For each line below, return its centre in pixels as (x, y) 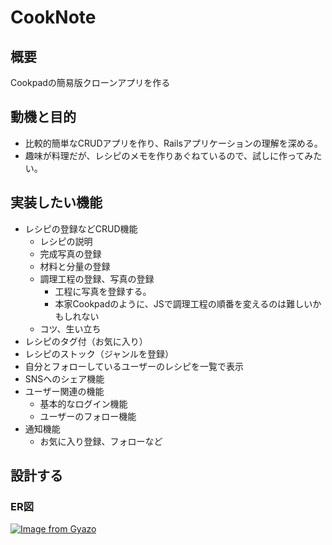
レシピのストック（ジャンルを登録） (99, 353)
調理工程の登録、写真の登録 (97, 278)
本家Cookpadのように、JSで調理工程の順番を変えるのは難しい (183, 303)
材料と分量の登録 (75, 266)
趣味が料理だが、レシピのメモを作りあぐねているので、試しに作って (164, 155)
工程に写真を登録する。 (103, 291)
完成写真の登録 (70, 253)
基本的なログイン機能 (83, 403)
